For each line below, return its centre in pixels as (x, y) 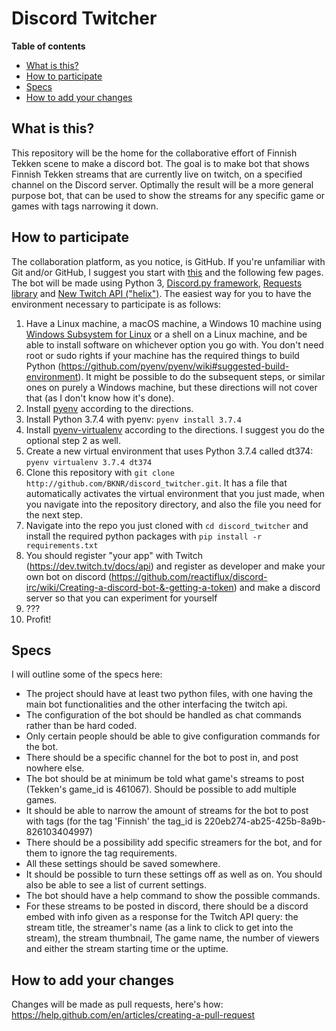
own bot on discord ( (69, 576)
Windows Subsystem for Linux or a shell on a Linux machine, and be (166, 334)
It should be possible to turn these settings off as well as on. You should (174, 874)
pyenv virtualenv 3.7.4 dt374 (89, 462)
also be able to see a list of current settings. (116, 885)
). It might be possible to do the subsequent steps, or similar (201, 376)
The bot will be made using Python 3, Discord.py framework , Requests (157, 283)
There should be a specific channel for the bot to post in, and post (162, 758)
